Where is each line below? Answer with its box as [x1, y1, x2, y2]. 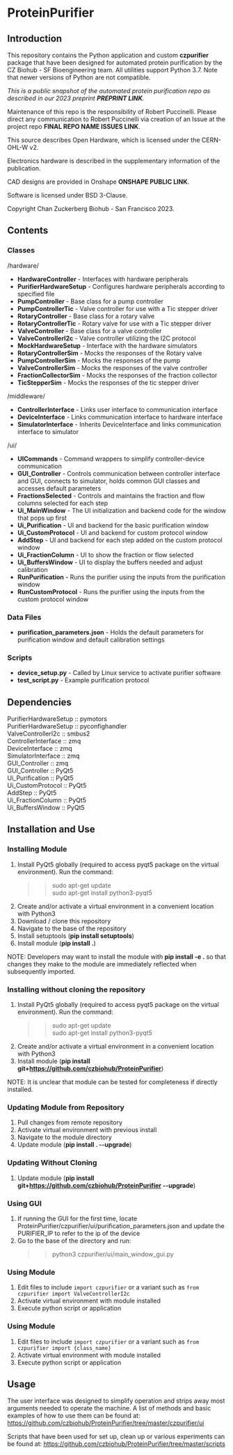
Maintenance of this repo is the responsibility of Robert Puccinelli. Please [7, 108, 217, 116]
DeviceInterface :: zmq [7, 745, 73, 753]
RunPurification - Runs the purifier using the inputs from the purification [17, 573, 226, 581]
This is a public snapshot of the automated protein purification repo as [7, 87, 211, 95]
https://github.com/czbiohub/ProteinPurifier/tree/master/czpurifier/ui [7, 1419, 204, 1427]
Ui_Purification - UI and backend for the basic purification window [17, 520, 209, 530]
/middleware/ [7, 392, 45, 400]
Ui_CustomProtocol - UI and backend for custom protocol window [17, 528, 209, 536]
